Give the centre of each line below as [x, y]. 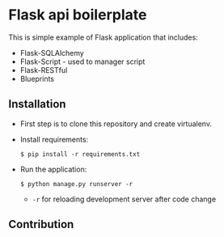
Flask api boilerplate [78, 15]
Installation [37, 104]
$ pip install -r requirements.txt [80, 154]
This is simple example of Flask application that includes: [103, 37]
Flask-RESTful [44, 70]
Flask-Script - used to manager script [82, 61]
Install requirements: [54, 139]
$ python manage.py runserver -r [76, 184]
